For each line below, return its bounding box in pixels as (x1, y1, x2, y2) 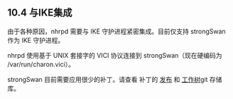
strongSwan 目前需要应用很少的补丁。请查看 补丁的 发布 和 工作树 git (7, 75, 208, 83)
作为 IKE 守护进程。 (7, 36, 65, 44)
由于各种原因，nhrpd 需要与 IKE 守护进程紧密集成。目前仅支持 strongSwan (7, 27, 226, 36)
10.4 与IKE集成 (7, 6, 72, 19)
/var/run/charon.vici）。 (7, 60, 75, 68)
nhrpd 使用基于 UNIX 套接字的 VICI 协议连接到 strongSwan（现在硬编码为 (7, 51, 222, 59)
